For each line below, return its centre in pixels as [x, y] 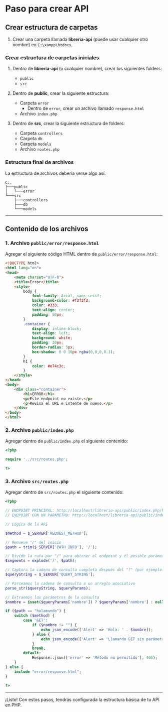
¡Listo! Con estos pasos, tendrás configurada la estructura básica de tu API [82, 700]
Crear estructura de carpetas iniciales [52, 57]
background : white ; [52, 338]
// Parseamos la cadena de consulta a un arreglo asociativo [70, 583]
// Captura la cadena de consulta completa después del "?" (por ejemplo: [85, 570]
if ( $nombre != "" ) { [54, 625]
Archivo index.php [38, 114]
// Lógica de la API [27, 524]
